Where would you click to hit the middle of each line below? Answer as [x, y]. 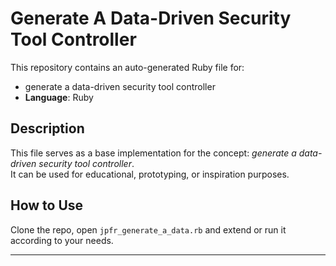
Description [47, 128]
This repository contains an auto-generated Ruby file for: [127, 67]
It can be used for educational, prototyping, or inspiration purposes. [150, 174]
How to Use [47, 205]
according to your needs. [62, 240]
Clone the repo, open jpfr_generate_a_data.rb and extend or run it [148, 229]
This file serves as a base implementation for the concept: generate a [153, 153]
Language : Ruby [59, 97]
